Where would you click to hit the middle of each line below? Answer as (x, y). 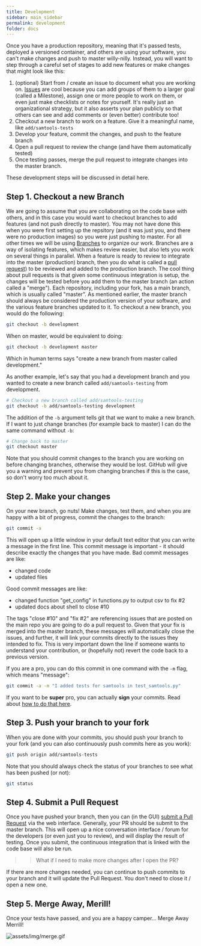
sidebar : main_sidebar (34, 17)
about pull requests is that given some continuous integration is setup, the (98, 275)
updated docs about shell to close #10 (62, 607)
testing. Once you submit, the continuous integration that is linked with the (98, 842)
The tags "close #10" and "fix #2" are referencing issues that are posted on (99, 618)
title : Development (31, 12)
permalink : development (36, 23)
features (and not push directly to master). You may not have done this (94, 224)
